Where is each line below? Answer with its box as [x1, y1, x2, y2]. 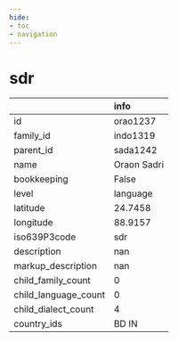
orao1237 [113, 115, 157, 127]
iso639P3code [13, 231, 77, 243]
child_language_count [13, 288, 105, 301]
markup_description [13, 260, 98, 272]
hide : [9, 12, 29, 22]
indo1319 [113, 130, 156, 142]
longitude [13, 216, 53, 229]
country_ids [13, 318, 62, 330]
